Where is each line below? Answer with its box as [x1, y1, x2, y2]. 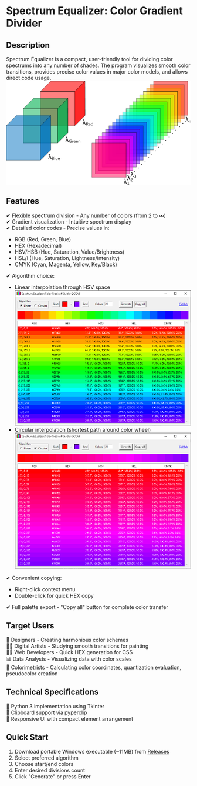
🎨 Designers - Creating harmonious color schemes [6, 637, 129, 644]
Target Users [6, 621, 55, 631]
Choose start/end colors [14, 760, 74, 767]
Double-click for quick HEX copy [14, 592, 94, 600]
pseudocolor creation [6, 670, 58, 677]
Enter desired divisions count [14, 767, 86, 774]
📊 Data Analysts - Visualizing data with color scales [6, 655, 132, 662]
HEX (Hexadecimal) [14, 242, 62, 249]
